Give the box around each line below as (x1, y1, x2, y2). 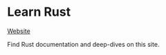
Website (7, 27, 31, 35)
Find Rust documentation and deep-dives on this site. (7, 40, 160, 48)
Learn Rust (7, 4, 71, 20)
